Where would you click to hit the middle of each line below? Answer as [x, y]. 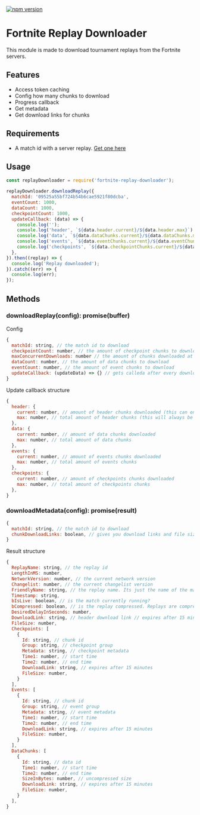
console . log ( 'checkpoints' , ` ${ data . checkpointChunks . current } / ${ [101, 247]
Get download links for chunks [52, 115]
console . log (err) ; [35, 275]
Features [23, 75]
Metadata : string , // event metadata [69, 712]
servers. [16, 56]
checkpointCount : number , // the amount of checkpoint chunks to [94, 351]
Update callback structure [38, 390]
